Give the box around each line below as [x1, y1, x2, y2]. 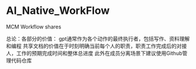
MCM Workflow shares [6, 23, 61, 30]
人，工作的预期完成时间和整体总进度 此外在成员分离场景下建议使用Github [6, 49, 183, 56]
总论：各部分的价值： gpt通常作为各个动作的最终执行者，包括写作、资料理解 [6, 35, 190, 42]
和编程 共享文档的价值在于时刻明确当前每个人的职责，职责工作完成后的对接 [6, 42, 187, 49]
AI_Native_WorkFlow [6, 4, 110, 17]
